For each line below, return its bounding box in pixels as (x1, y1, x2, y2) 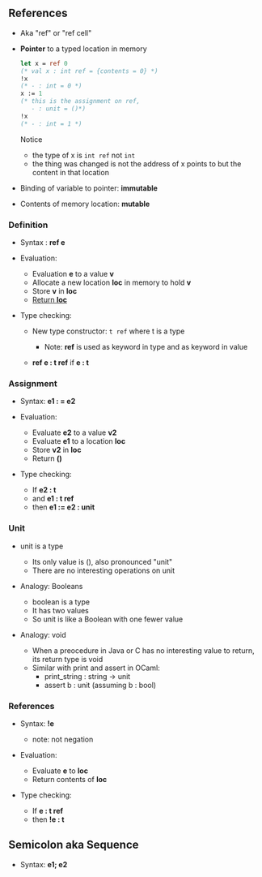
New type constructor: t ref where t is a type (32, 326, 185, 336)
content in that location (32, 167, 109, 177)
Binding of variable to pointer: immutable (19, 183, 158, 193)
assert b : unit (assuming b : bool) (44, 680, 156, 690)
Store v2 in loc (32, 445, 82, 455)
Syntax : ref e (19, 237, 65, 247)
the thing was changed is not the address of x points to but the (32, 158, 242, 169)
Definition (8, 219, 49, 230)
